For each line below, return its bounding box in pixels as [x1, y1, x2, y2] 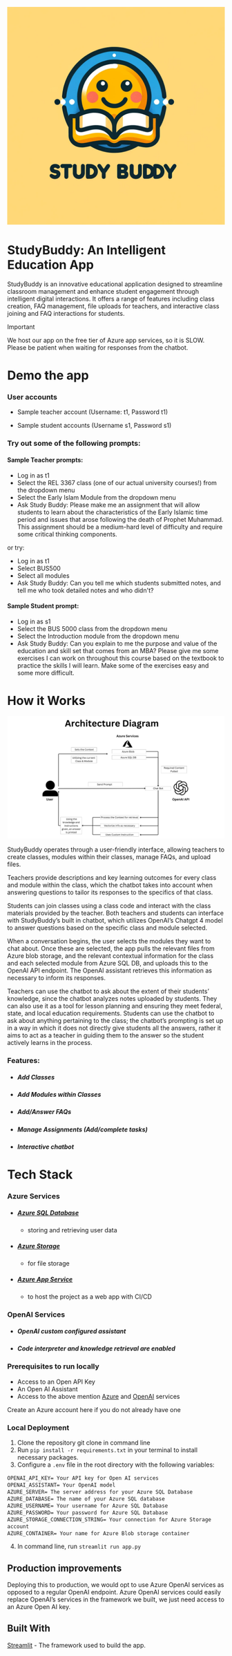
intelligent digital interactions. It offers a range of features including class [7, 294, 215, 303]
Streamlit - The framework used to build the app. [7, 1641, 146, 1649]
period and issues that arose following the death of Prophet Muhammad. [17, 515, 224, 523]
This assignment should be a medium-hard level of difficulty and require [17, 523, 223, 531]
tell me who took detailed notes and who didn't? [17, 586, 154, 594]
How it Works [7, 693, 86, 708]
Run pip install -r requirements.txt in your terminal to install [17, 1446, 198, 1454]
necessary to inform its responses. [7, 974, 106, 982]
